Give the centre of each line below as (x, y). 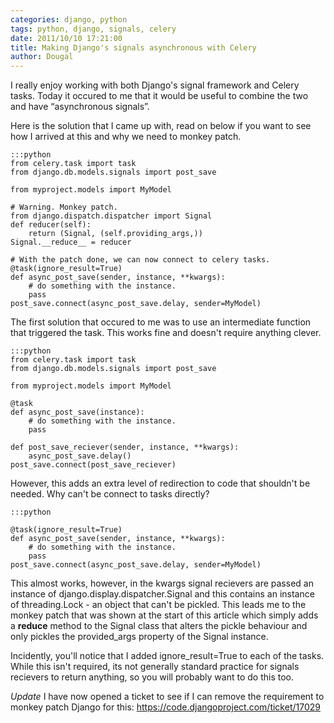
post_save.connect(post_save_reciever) (93, 465)
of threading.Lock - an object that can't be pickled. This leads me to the (158, 605)
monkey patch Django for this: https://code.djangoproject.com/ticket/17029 (165, 707)
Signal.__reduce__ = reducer (71, 242)
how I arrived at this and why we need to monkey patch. (126, 137)
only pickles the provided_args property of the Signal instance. (139, 637)
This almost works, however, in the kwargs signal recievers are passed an (162, 583)
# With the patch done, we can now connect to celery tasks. (140, 260)
